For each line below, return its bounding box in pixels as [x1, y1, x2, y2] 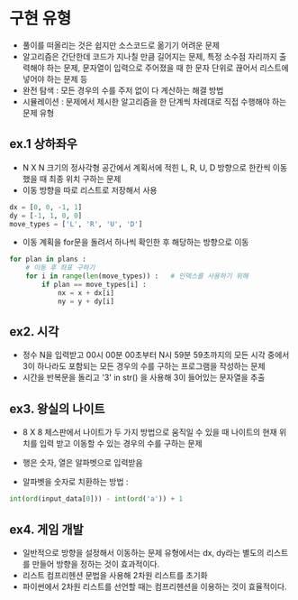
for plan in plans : [9, 254, 87, 264]
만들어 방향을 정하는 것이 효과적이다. [32, 558, 160, 569]
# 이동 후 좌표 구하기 [25, 263, 95, 272]
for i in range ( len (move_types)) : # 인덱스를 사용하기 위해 [25, 272, 249, 281]
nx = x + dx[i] [57, 288, 115, 298]
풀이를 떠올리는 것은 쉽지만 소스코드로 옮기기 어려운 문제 [22, 40, 221, 51]
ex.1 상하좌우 [9, 136, 78, 152]
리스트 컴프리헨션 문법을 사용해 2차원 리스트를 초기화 [22, 569, 209, 580]
